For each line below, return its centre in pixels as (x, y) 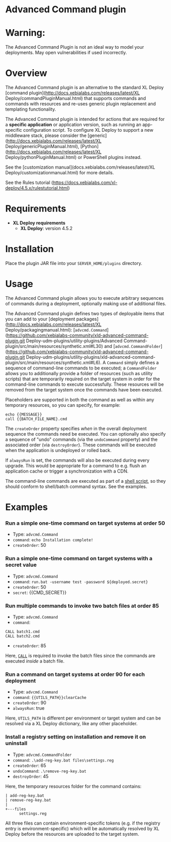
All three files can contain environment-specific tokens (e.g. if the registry (83, 823)
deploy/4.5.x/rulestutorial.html (37, 188)
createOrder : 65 (29, 765)
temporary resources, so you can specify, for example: (63, 405)
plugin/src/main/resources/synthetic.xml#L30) (54, 346)
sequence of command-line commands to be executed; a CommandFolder (81, 368)
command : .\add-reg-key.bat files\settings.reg (63, 760)
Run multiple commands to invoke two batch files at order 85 (82, 606)
